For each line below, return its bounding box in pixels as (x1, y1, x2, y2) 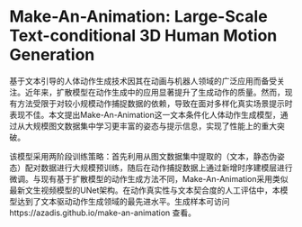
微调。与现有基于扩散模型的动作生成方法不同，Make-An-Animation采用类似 (9, 173, 289, 184)
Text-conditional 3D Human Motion (9, 25, 278, 46)
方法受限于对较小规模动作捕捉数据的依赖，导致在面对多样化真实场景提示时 (16, 97, 293, 109)
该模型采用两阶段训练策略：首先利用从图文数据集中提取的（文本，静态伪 (9, 150, 277, 161)
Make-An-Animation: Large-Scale (9, 6, 268, 27)
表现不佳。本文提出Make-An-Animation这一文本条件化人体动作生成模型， (9, 109, 280, 120)
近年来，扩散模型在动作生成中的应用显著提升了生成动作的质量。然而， (24, 86, 285, 97)
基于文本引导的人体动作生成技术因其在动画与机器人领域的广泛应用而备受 (9, 75, 277, 86)
